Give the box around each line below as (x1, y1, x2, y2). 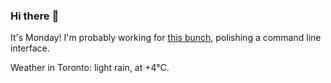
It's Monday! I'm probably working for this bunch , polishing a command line (10, 32, 322, 44)
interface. (10, 42, 50, 54)
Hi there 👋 (10, 9, 60, 23)
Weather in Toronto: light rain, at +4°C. (10, 62, 170, 74)
